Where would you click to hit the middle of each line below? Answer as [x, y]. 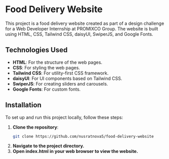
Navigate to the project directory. [48, 146]
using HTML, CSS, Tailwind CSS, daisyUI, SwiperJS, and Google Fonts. [79, 34]
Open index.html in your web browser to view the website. [75, 151]
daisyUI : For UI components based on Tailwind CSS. [67, 78]
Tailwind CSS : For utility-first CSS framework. [61, 73]
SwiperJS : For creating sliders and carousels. [60, 84]
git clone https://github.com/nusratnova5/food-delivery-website [83, 136]
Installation [23, 105]
